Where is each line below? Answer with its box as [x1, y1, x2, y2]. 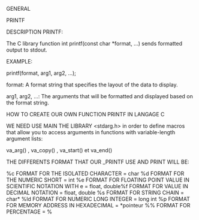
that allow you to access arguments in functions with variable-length [6, 129, 176, 135]
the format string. [6, 99, 49, 106]
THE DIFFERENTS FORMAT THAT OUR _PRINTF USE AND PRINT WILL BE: [6, 158, 190, 165]
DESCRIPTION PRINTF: [6, 28, 64, 35]
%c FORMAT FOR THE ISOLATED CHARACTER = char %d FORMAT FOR [6, 170, 185, 177]
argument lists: [6, 135, 43, 142]
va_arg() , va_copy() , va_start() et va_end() [6, 147, 113, 153]
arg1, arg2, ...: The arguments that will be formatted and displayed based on [6, 93, 193, 100]
